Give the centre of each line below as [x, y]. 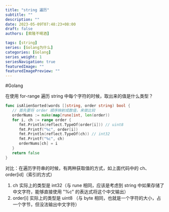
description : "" [22, 19]
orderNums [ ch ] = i [38, 144]
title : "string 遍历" [27, 10]
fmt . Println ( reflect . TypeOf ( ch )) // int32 [64, 134]
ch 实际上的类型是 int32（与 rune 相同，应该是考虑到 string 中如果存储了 [88, 185]
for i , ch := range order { [42, 120]
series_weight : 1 [24, 57]
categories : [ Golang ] [28, 52]
